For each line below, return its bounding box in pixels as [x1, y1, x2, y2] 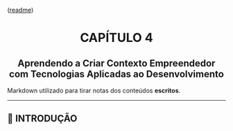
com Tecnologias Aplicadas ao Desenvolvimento [9, 68, 224, 80]
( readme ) [7, 6, 34, 14]
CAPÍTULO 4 [79, 30, 154, 46]
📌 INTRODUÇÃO [7, 113, 78, 125]
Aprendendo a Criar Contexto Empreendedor [17, 57, 216, 69]
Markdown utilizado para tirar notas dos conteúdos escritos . [7, 86, 181, 94]
